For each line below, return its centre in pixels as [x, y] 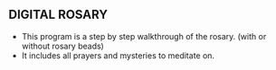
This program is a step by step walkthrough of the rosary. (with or [144, 36]
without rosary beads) [63, 46]
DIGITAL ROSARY [58, 15]
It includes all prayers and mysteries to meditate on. [118, 55]
